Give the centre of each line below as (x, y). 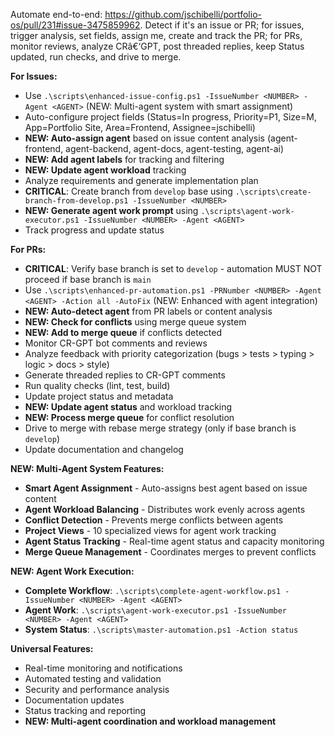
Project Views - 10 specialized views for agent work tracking (150, 530)
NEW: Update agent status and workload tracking (128, 407)
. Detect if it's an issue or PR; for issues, (222, 25)
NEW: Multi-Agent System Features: (87, 468)
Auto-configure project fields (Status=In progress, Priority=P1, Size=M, (170, 117)
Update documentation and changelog (104, 449)
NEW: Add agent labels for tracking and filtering (124, 159)
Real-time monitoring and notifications (103, 668)
